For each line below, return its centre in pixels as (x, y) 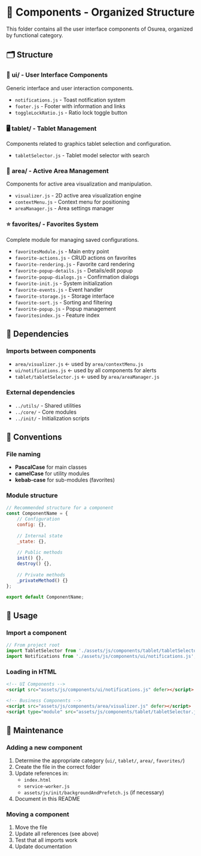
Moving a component (38, 815)
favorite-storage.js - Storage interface (65, 296)
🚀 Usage (22, 616)
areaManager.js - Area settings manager (64, 208)
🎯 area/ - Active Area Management (57, 170)
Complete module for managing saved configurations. (73, 240)
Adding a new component (44, 747)
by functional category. (35, 35)
